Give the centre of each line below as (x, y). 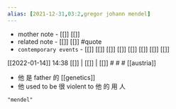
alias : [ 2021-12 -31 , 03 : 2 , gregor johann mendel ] (79, 14)
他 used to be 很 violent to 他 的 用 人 (72, 86)
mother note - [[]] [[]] (49, 34)
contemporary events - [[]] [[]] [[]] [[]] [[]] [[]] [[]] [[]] (94, 49)
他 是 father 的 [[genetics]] (56, 77)
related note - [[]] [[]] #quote (60, 41)
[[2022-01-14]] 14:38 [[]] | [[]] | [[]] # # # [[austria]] (82, 63)
